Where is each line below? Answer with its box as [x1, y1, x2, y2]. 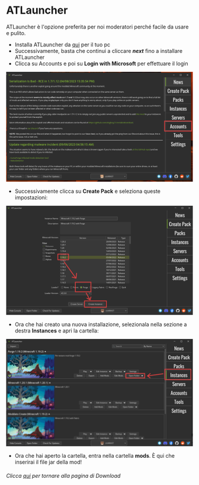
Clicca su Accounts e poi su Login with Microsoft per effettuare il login [14, 60, 188, 67]
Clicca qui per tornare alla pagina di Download [6, 473, 121, 480]
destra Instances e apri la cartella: [14, 327, 99, 334]
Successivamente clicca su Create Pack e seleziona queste [14, 188, 161, 195]
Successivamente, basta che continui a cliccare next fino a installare [14, 47, 182, 54]
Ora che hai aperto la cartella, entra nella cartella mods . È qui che [14, 452, 175, 459]
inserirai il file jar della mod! [14, 458, 82, 466]
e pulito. [6, 29, 26, 36]
